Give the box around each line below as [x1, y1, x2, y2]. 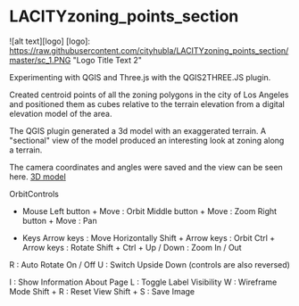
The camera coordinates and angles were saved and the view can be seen [9, 161, 283, 172]
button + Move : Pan [21, 215, 97, 226]
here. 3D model [9, 171, 67, 182]
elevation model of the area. [9, 108, 112, 119]
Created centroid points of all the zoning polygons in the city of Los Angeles [9, 89, 289, 100]
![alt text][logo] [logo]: [9, 36, 91, 46]
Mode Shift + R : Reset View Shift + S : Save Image [9, 285, 195, 296]
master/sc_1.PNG [9, 54, 71, 65]
